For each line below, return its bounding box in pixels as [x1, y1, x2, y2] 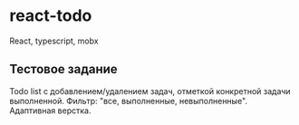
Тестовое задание [9, 62, 118, 77]
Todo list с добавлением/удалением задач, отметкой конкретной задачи [9, 85, 292, 96]
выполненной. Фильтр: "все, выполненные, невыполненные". [9, 95, 247, 106]
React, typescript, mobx [9, 35, 99, 46]
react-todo [9, 5, 92, 26]
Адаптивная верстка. [9, 105, 92, 116]
